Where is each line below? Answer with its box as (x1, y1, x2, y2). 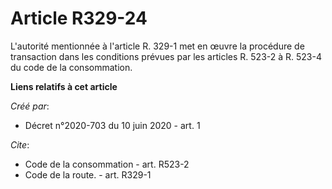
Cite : (10, 138, 30, 151)
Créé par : (10, 100, 50, 112)
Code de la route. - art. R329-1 (24, 168, 152, 181)
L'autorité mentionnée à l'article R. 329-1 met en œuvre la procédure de (10, 40, 305, 52)
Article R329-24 (10, 7, 148, 30)
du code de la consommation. (10, 61, 133, 73)
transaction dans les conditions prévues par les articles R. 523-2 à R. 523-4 (10, 50, 322, 62)
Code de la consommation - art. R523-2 (24, 158, 190, 170)
